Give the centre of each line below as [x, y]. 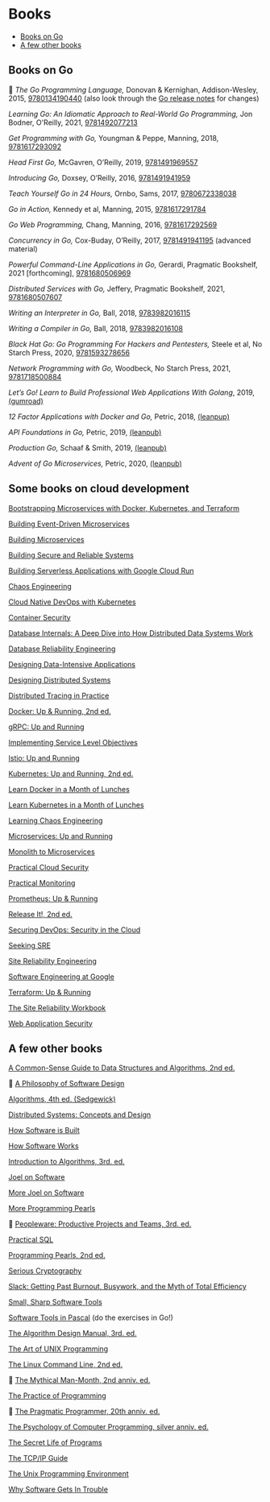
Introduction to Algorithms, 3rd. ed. [66, 1162]
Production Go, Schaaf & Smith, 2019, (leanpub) [87, 447]
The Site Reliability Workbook [57, 1007]
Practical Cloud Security [49, 867]
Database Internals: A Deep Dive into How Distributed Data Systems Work [131, 633]
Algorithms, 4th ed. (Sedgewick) [62, 1099]
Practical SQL [31, 1240]
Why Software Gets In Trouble [58, 1490]
